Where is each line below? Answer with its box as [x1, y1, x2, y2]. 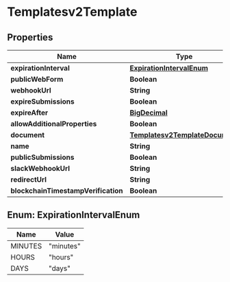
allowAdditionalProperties [10, 119, 97, 128]
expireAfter [10, 108, 49, 117]
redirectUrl [10, 175, 47, 184]
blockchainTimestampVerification [10, 186, 123, 196]
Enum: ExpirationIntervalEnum [7, 209, 140, 221]
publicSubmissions [10, 152, 75, 162]
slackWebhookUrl [10, 164, 71, 173]
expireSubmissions [10, 97, 75, 106]
